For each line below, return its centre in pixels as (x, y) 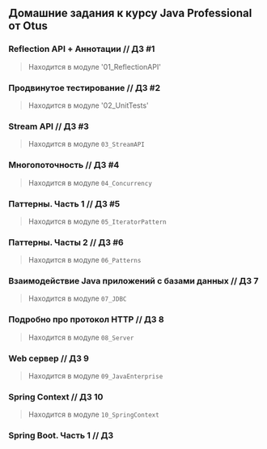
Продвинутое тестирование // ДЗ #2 (84, 88)
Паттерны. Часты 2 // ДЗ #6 (66, 242)
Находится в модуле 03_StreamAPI (87, 144)
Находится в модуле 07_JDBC (77, 298)
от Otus (28, 26)
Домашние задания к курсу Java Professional (130, 13)
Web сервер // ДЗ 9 (49, 358)
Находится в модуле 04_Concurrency (90, 182)
